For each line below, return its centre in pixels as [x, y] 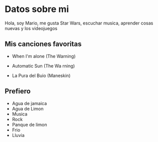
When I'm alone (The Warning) [44, 56]
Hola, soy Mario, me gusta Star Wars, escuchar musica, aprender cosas [79, 23]
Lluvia [18, 135]
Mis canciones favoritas [43, 44]
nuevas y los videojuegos [31, 28]
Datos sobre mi [37, 9]
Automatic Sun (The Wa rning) [43, 65]
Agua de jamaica [29, 103]
